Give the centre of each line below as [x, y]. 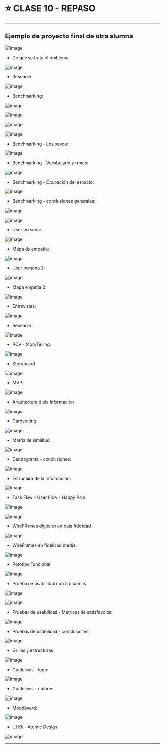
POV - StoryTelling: [31, 344]
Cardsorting [24, 421]
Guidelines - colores [33, 688]
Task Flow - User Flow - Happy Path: [49, 497]
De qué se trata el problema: [41, 57]
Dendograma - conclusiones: [41, 459]
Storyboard [24, 363]
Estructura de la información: [41, 478]
